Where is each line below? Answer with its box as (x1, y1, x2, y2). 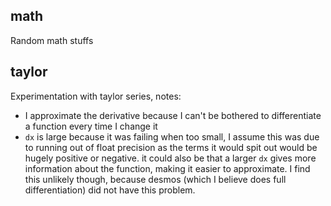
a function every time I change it (24, 120, 158, 132)
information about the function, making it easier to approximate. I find (24, 162, 311, 174)
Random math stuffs (10, 34, 94, 46)
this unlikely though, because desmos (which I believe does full (24, 173, 287, 185)
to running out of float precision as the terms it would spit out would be (24, 141, 318, 153)
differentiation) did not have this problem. (24, 184, 196, 196)
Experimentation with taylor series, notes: (10, 90, 182, 102)
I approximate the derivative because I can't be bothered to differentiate (24, 109, 322, 121)
